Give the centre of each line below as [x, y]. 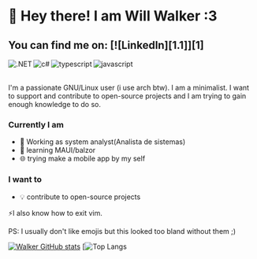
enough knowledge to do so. [54, 104]
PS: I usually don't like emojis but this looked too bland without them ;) [122, 231]
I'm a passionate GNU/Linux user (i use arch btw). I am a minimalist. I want [129, 87]
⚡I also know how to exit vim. [55, 213]
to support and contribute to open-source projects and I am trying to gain [127, 96]
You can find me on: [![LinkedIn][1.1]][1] [106, 45]
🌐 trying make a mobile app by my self [82, 159]
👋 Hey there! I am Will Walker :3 [113, 16]
